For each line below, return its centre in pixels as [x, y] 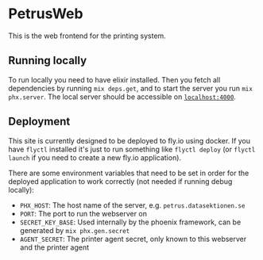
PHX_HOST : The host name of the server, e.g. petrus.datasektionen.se [132, 205]
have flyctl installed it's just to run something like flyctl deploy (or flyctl [132, 149]
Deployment [39, 122]
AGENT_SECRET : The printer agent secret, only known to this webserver [133, 239]
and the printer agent [54, 247]
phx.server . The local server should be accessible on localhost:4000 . [122, 97]
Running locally [48, 61]
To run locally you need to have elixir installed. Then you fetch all [114, 79]
